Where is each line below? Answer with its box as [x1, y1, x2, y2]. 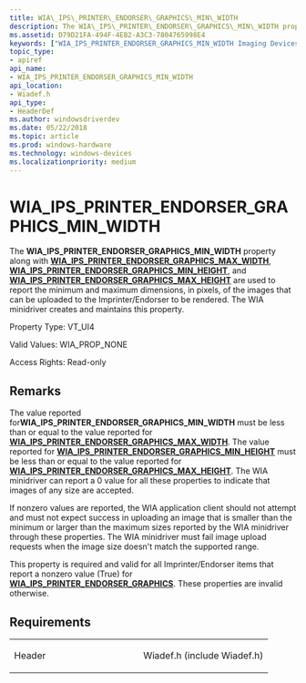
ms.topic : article [9, 132, 79, 141]
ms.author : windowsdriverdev [9, 115, 120, 124]
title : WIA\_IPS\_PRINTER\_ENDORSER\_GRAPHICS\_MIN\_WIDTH [9, 13, 239, 23]
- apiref [9, 56, 43, 65]
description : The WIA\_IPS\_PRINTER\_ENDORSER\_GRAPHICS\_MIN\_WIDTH [9, 22, 280, 31]
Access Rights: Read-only [9, 357, 107, 368]
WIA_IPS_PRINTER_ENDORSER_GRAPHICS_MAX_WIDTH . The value [9, 436, 270, 447]
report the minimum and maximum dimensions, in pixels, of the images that [9, 284, 291, 296]
